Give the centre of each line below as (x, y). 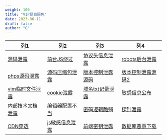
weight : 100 (17, 10)
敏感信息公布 (136, 93)
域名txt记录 (96, 89)
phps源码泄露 (24, 76)
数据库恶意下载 (139, 126)
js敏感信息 (59, 123)
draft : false (19, 24)
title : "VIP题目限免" (26, 14)
